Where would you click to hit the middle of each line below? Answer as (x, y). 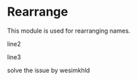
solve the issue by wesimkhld (49, 70)
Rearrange (38, 12)
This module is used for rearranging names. (69, 31)
